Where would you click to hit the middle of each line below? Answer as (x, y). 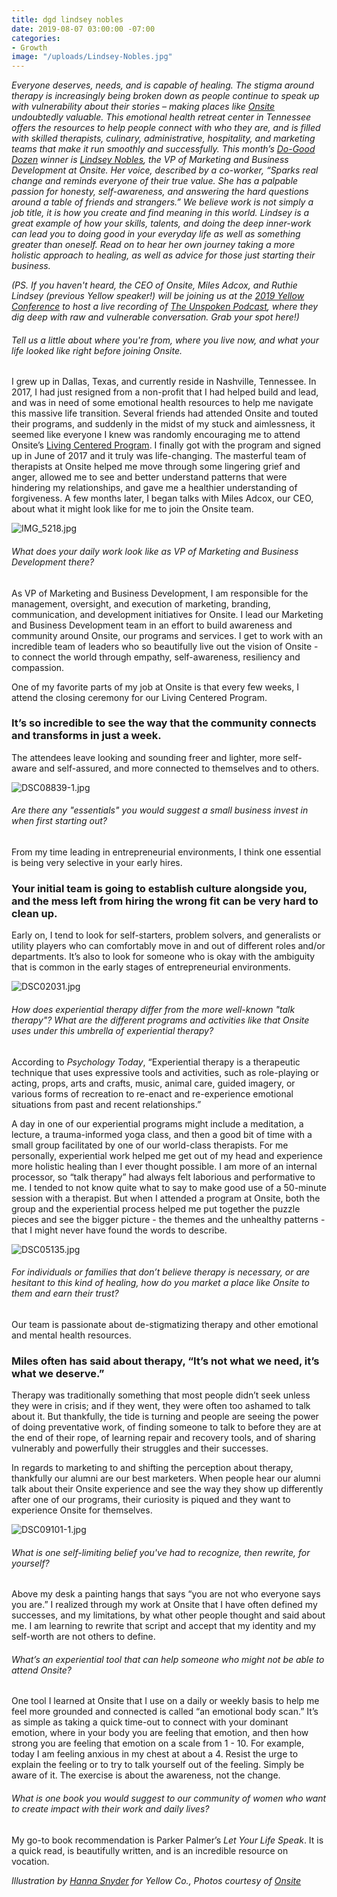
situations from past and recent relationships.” (106, 1104)
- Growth (29, 47)
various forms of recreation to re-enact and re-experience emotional (152, 1093)
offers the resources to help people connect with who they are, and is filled (166, 128)
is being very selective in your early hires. (97, 863)
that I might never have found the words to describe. (119, 1230)
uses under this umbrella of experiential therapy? (112, 1030)
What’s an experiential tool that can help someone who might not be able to (168, 1659)
